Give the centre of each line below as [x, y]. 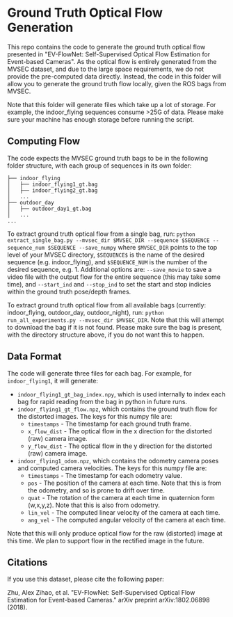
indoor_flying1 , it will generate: [53, 380]
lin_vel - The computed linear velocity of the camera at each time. [124, 512]
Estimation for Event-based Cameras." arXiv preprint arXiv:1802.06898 [109, 600]
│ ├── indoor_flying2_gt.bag [53, 190]
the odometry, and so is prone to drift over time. [96, 490]
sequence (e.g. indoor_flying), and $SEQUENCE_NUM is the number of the [107, 262]
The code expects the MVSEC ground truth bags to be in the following [108, 158]
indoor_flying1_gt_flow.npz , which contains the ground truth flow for [117, 409]
